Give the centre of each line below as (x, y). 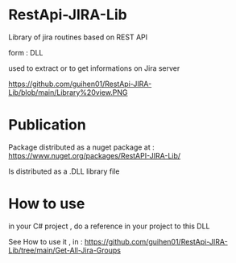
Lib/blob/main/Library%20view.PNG (68, 92)
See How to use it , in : (46, 241)
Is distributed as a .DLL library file (64, 171)
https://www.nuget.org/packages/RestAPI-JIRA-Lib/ (95, 155)
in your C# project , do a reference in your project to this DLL (109, 226)
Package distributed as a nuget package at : (81, 147)
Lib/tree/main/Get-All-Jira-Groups (64, 250)
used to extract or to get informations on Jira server (94, 68)
